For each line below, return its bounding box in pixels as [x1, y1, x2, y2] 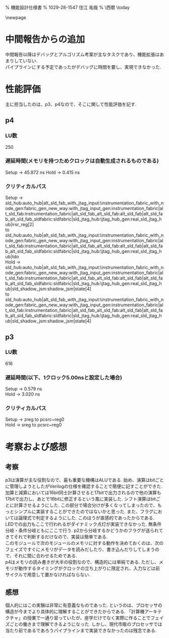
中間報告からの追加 [5, 34, 85, 45]
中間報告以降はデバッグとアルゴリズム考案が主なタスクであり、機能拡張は [5, 51, 160, 57]
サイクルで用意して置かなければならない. [5, 572, 90, 578]
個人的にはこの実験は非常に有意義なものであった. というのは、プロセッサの [5, 602, 162, 608]
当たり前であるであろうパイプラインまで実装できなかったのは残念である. [5, 627, 157, 633]
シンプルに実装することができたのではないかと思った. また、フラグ [14, 509, 154, 515]
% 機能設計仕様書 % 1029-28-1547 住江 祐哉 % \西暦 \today [5, 5, 130, 10]
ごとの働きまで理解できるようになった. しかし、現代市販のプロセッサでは [9, 621, 162, 627]
